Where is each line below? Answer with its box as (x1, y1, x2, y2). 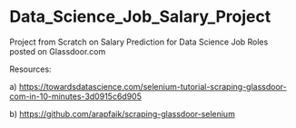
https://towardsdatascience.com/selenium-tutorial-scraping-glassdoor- (18, 81, 288, 92)
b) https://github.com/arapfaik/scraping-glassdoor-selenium (9, 108, 236, 119)
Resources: (9, 64, 52, 74)
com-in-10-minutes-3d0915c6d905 (9, 91, 143, 102)
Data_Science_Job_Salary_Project (9, 6, 271, 27)
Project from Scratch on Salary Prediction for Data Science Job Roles (9, 36, 269, 47)
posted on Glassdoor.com (9, 45, 106, 56)
